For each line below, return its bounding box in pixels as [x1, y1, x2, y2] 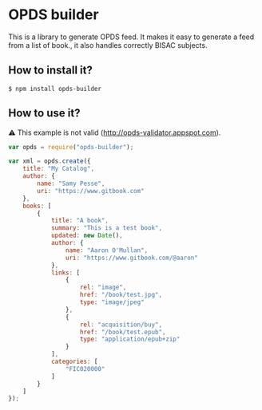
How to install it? [8, 64, 93, 77]
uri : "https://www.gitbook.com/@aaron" [65, 254, 198, 262]
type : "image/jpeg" [79, 298, 145, 306]
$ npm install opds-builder [8, 85, 102, 93]
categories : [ [50, 357, 98, 366]
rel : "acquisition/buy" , [79, 321, 162, 329]
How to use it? [8, 106, 81, 120]
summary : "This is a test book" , [50, 224, 162, 232]
